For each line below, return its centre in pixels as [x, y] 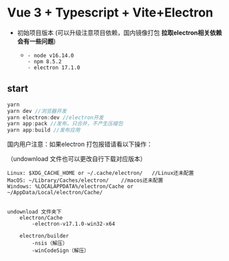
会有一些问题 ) [36, 41]
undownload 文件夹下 [34, 212]
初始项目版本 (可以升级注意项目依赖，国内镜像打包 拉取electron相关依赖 [119, 32]
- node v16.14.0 [51, 55]
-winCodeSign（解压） [61, 251]
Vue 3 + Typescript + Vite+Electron [110, 13]
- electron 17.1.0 [54, 67]
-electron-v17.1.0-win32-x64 [74, 224]
